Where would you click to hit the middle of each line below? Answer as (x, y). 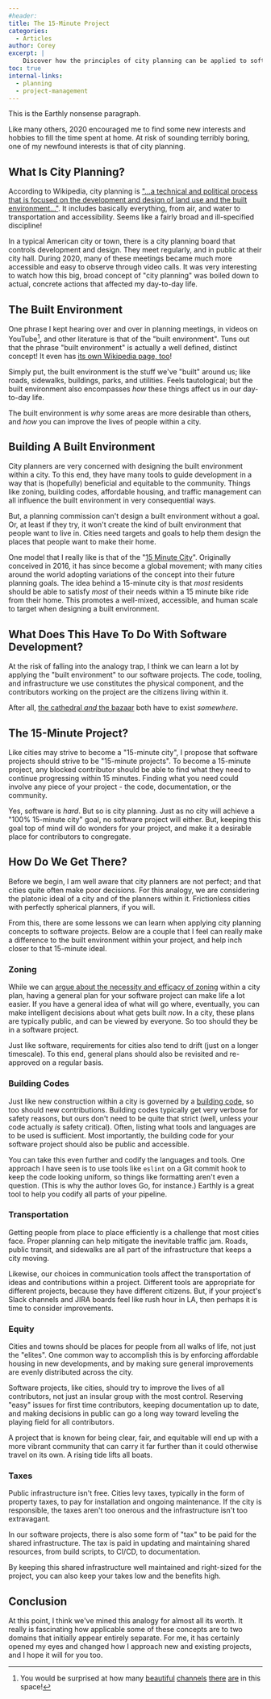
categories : (28, 31)
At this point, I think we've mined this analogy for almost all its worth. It (126, 1621)
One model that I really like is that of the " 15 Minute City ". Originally (120, 557)
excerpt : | (27, 53)
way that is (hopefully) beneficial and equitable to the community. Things (130, 483)
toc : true (25, 69)
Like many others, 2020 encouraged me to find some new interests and (127, 129)
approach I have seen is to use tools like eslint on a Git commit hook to (127, 1168)
